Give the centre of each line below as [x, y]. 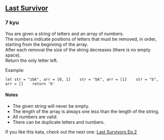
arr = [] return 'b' [30, 84]
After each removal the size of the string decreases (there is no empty [78, 49]
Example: [15, 70]
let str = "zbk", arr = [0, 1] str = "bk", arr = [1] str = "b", [82, 79]
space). [13, 55]
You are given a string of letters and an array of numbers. [65, 33]
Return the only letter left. [32, 60]
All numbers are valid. [35, 117]
